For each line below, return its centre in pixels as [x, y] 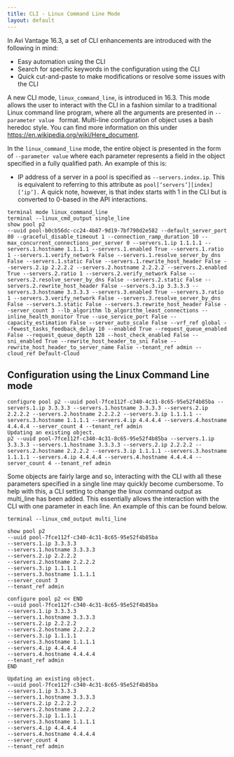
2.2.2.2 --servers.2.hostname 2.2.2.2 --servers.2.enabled [139, 268]
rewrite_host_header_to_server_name [61, 347]
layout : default [31, 20]
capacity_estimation [37, 323]
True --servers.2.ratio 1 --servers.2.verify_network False [97, 274]
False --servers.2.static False [154, 279]
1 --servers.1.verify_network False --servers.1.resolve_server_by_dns [114, 255]
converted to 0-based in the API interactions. [82, 199]
